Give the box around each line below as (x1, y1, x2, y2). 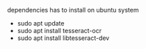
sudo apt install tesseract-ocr (17, 27, 102, 35)
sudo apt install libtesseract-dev (17, 34, 110, 42)
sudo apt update (17, 19, 65, 27)
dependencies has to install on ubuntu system (7, 6, 139, 14)
